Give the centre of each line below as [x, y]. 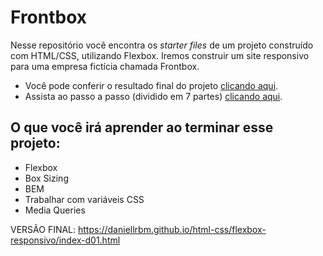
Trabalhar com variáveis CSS [84, 199]
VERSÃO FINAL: [43, 229]
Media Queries [55, 210]
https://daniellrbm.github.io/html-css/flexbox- [172, 229]
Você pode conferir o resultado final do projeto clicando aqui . [151, 85]
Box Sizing [46, 178]
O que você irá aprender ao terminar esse [142, 127]
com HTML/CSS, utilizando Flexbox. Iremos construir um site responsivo [160, 55]
